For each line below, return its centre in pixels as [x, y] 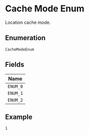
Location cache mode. [28, 22]
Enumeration [25, 38]
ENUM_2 [15, 100]
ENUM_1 [15, 93]
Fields [15, 65]
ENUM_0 [15, 86]
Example [19, 117]
